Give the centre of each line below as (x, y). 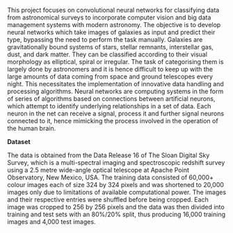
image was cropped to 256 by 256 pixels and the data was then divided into (116, 207)
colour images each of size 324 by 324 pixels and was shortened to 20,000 (116, 185)
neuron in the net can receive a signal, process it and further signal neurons (116, 113)
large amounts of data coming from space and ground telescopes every (110, 77)
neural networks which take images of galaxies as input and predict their (111, 32)
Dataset (19, 142)
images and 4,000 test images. (51, 222)
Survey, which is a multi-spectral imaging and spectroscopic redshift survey (116, 162)
